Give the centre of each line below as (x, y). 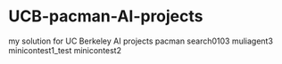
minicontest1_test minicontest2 (65, 50)
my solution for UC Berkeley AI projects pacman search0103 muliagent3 (141, 41)
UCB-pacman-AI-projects (106, 16)
